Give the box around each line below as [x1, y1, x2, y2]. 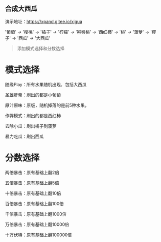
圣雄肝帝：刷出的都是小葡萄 [5, 92, 61, 98]
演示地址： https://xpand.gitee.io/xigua [5, 19, 82, 24]
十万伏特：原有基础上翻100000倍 [5, 232, 72, 238]
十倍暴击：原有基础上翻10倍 [5, 190, 61, 196]
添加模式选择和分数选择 [17, 45, 65, 51]
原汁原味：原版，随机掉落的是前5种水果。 [5, 102, 90, 108]
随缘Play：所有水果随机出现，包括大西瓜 [5, 81, 87, 87]
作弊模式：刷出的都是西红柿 [5, 112, 61, 118]
